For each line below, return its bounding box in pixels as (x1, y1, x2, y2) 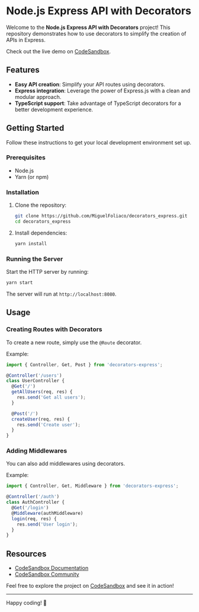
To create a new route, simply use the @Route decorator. (6, 339, 142, 346)
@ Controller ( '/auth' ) (6, 494, 60, 500)
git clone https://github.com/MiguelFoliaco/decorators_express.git (14, 213, 188, 219)
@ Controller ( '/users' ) (6, 372, 62, 379)
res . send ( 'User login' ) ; (17, 521, 78, 527)
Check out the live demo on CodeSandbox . (6, 47, 111, 55)
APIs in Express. (6, 36, 46, 43)
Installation (6, 188, 40, 196)
